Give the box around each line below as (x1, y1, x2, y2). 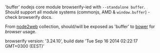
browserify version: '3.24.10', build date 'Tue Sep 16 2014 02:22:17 (5, 38, 138, 44)
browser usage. (5, 29, 37, 34)
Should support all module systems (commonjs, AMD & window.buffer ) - (5, 9, 150, 15)
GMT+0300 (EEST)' (5, 43, 45, 49)
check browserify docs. (5, 14, 53, 20)
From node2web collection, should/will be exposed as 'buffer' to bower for (5, 24, 155, 29)
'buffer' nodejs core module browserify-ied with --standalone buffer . (5, 4, 145, 10)
